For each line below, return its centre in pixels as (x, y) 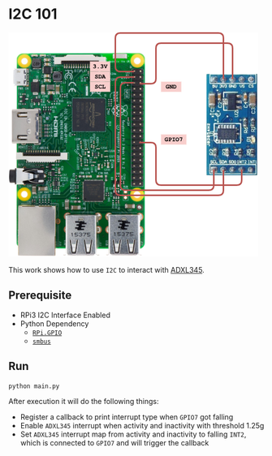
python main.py (34, 386)
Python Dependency (54, 323)
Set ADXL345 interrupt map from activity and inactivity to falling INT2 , (133, 434)
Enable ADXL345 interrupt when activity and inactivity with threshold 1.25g (142, 425)
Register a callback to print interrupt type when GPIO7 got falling (127, 417)
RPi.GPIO (47, 333)
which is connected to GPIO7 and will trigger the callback (114, 442)
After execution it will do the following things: (84, 401)
